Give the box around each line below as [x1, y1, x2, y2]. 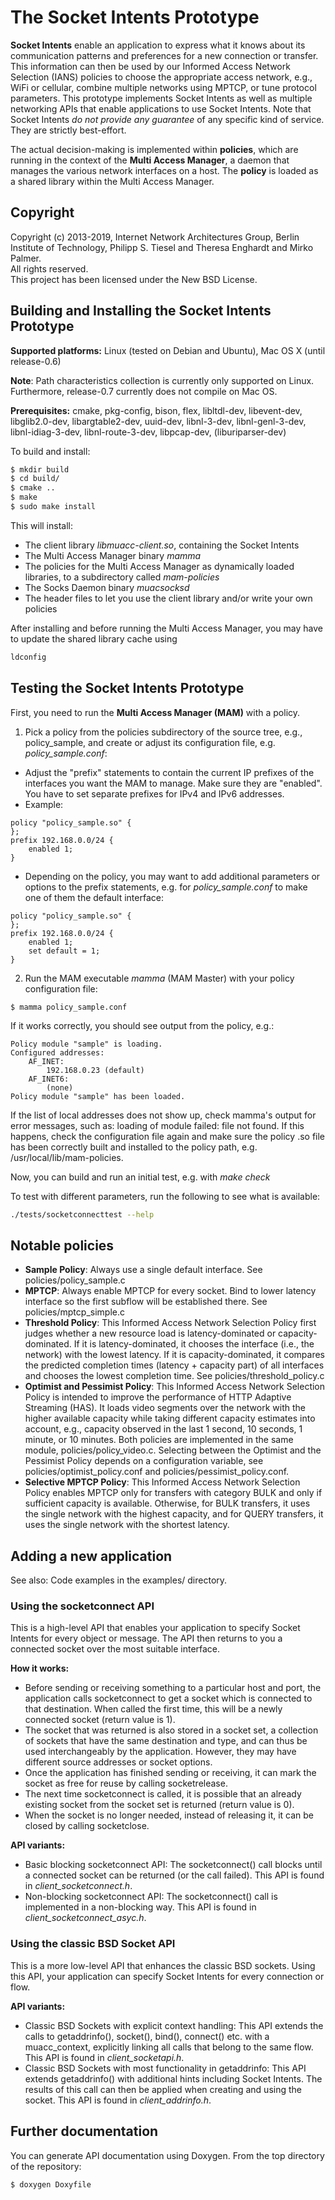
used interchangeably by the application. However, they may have [24, 1746, 297, 1758]
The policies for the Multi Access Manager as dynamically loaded [24, 560, 295, 572]
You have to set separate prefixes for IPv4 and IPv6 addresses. [24, 787, 285, 800]
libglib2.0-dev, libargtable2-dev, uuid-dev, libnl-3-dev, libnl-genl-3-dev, [10, 415, 307, 427]
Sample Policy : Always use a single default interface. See [24, 1264, 263, 1276]
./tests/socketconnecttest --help [10, 1209, 155, 1220]
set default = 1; [28, 946, 101, 956]
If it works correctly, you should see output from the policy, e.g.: [10, 1019, 275, 1031]
